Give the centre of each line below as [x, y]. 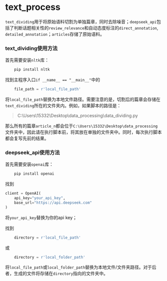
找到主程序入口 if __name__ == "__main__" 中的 [53, 80]
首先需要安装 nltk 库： [27, 60]
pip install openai [34, 174]
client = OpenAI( [23, 194]
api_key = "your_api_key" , [40, 198]
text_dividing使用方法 [32, 48]
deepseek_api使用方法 [33, 152]
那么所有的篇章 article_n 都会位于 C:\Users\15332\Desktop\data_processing [82, 126]
